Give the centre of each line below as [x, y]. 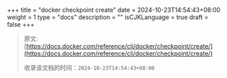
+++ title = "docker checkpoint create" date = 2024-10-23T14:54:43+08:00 [114, 10]
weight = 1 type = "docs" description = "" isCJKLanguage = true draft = [108, 17]
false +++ [21, 24]
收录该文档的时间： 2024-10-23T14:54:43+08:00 [89, 67]
